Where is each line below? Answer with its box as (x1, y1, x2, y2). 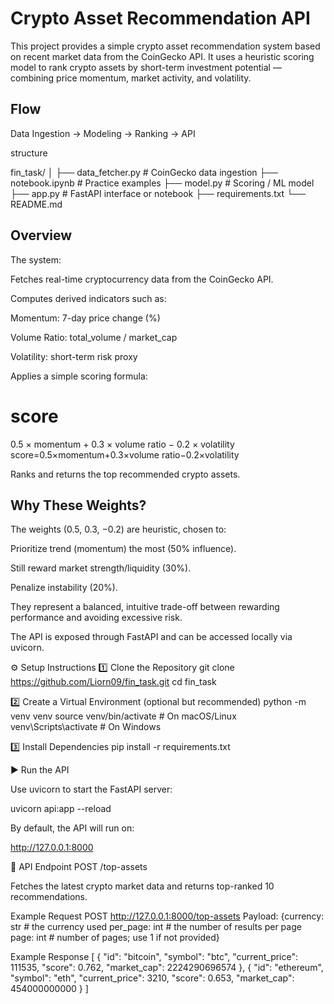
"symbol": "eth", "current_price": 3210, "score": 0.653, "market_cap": (10, 972, 295, 984)
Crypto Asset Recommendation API (10, 7, 311, 30)
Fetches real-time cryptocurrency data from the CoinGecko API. (10, 273, 274, 285)
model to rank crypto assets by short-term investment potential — (10, 61, 282, 73)
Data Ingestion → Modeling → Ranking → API (10, 127, 196, 139)
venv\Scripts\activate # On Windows (10, 721, 162, 733)
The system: (10, 253, 62, 266)
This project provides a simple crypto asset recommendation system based (10, 40, 321, 52)
